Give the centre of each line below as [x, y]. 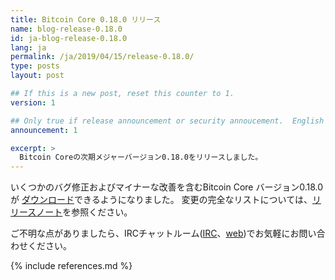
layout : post [37, 76]
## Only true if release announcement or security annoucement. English [167, 121]
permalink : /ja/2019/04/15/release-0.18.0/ [102, 57]
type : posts [35, 66]
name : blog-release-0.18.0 [66, 29]
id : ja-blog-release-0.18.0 [69, 38]
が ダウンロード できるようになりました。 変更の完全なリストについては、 [161, 200]
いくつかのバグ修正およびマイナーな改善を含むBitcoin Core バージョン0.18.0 [167, 187]
